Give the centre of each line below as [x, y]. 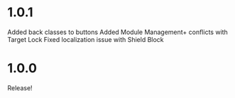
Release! [20, 88]
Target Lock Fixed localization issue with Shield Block [86, 39]
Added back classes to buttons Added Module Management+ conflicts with [118, 32]
